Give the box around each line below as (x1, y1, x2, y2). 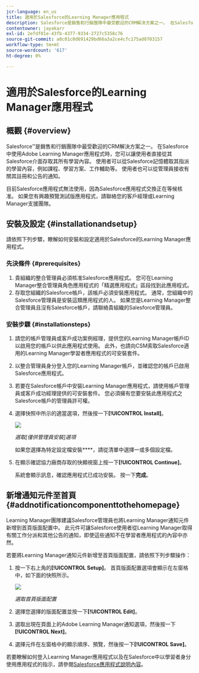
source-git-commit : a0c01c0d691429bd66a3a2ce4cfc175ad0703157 (6, 36, 163, 42)
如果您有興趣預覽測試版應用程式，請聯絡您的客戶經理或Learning (17, 192, 175, 200)
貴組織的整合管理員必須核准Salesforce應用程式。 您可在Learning (14, 274, 173, 281)
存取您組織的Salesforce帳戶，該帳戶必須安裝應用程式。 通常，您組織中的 (14, 289, 193, 296)
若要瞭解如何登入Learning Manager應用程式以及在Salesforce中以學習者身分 (6, 653, 191, 660)
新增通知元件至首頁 (6, 491, 76, 501)
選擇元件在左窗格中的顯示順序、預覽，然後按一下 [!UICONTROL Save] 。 (14, 640, 190, 647)
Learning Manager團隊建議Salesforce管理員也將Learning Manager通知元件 (6, 516, 190, 523)
